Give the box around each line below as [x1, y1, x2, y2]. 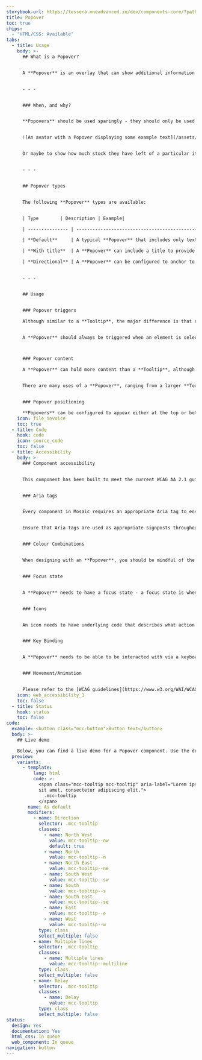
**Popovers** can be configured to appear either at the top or [22, 409, 187, 416]
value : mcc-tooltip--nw [49, 838, 109, 844]
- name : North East [44, 860, 93, 866]
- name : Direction [32, 815, 79, 821]
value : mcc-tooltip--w [49, 921, 106, 927]
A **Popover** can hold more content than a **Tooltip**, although [22, 367, 195, 373]
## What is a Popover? [22, 54, 79, 60]
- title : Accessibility [11, 449, 71, 455]
